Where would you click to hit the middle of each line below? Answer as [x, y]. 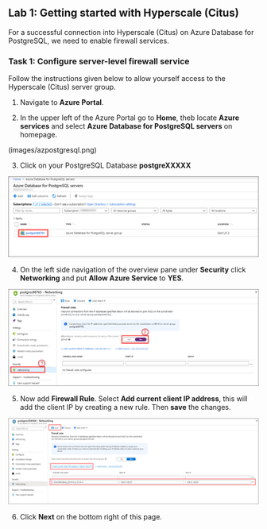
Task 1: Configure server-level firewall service [99, 61]
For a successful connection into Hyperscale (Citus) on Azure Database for [131, 32]
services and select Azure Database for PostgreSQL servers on [126, 126]
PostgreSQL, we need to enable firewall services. [89, 41]
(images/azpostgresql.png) [52, 150]
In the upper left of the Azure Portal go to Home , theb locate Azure [130, 118]
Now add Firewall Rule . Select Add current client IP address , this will [133, 398]
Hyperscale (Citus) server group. [62, 87]
